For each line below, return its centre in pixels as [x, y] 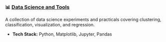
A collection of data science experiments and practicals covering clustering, [83, 20]
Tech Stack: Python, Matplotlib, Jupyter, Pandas [62, 34]
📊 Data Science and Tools [37, 7]
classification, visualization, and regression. [50, 25]
